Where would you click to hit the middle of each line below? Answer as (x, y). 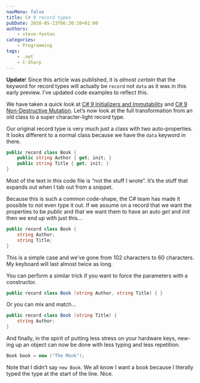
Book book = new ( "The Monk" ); (45, 356)
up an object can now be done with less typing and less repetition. (98, 345)
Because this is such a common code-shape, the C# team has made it (93, 199)
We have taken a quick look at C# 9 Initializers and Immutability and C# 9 (97, 104)
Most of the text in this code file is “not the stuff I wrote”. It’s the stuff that (97, 181)
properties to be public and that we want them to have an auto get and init (98, 211)
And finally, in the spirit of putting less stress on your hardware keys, (91, 338)
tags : (13, 51)
